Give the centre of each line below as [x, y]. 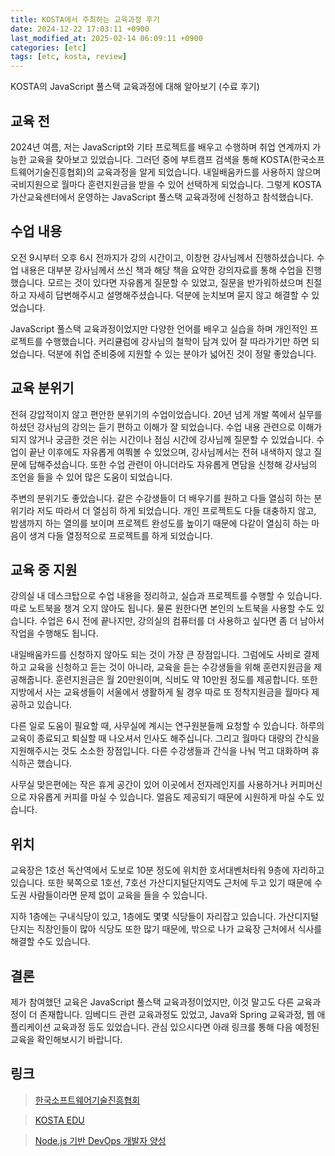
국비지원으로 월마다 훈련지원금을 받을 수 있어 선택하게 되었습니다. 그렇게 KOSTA [166, 184]
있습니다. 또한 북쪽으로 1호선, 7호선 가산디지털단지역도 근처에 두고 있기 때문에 [161, 883]
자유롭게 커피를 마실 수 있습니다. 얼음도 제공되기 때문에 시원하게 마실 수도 [171, 797]
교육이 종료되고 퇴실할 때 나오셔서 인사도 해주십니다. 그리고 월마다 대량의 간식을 [165, 738]
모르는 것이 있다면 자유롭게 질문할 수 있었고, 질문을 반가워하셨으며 [175, 282]
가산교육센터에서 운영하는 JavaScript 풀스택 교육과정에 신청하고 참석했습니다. [162, 197]
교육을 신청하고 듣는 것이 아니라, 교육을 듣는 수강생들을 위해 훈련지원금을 [170, 667]
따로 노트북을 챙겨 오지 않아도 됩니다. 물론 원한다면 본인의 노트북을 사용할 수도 [162, 608]
